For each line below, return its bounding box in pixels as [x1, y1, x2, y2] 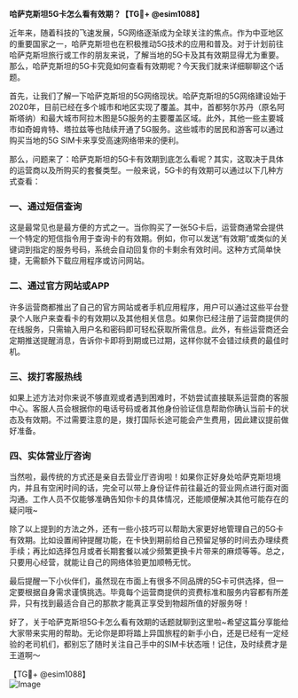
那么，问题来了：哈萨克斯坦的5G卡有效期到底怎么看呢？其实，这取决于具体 [9, 154, 284, 164]
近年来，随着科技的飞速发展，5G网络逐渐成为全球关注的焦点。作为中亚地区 [9, 27, 284, 38]
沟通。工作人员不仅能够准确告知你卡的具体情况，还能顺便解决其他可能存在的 [9, 494, 289, 505]
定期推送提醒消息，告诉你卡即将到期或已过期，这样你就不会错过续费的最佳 [9, 334, 281, 345]
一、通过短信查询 [9, 200, 82, 212]
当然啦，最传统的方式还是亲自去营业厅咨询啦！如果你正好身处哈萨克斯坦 [9, 472, 273, 482]
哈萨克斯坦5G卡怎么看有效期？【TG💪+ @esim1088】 [9, 9, 204, 19]
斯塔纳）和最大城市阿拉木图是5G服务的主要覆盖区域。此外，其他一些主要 [9, 113, 277, 123]
